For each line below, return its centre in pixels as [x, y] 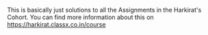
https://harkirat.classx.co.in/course [56, 24]
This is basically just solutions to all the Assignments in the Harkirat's [104, 10]
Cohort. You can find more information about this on [80, 17]
